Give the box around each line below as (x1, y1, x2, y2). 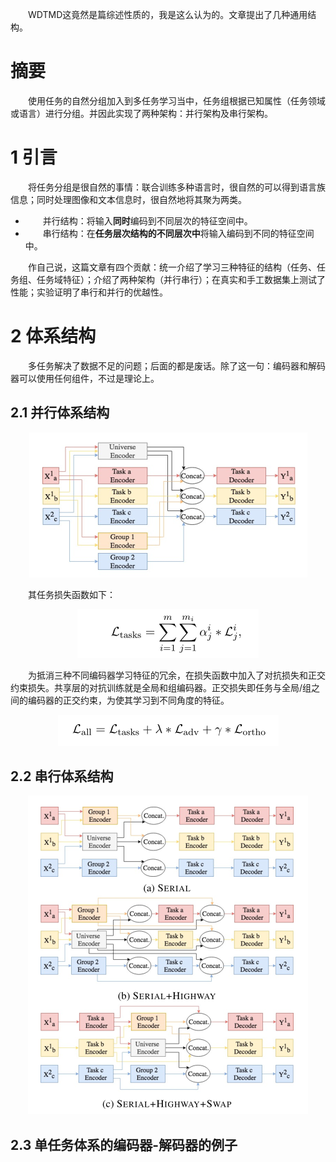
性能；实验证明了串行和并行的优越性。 (10, 286, 168, 298)
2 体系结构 (10, 325, 97, 348)
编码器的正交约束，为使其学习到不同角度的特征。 (27, 694, 230, 706)
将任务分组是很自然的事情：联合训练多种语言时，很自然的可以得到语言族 (28, 181, 326, 193)
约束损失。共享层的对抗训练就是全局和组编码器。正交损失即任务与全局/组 (10, 681, 312, 693)
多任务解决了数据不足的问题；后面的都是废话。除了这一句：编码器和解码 (28, 359, 326, 372)
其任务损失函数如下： (28, 588, 116, 600)
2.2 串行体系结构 (10, 768, 114, 785)
